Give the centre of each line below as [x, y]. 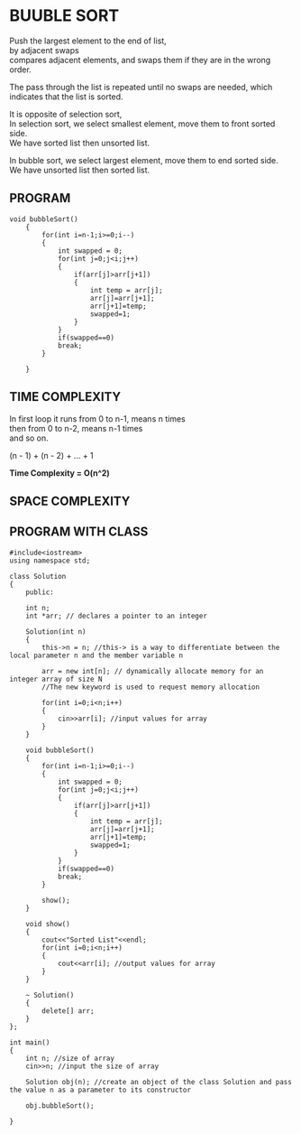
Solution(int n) [56, 632]
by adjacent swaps [44, 50]
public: [40, 592]
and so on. [29, 438]
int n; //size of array [70, 1058]
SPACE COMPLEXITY [70, 501]
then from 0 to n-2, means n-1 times [76, 428]
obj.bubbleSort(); [60, 1106]
